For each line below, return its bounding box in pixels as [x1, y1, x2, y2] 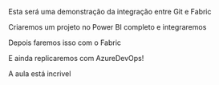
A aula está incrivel [8, 69, 71, 79]
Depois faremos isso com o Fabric [8, 38, 122, 47]
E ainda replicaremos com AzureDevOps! [8, 54, 144, 63]
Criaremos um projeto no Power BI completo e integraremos [8, 22, 207, 31]
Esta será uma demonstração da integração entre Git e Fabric [8, 7, 212, 16]
